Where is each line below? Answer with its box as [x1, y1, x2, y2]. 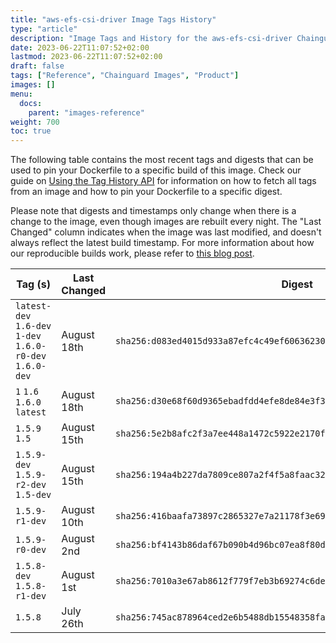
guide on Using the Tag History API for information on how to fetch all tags [10, 175, 317, 187]
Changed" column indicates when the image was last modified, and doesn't [10, 226, 322, 238]
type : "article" [10, 24, 78, 34]
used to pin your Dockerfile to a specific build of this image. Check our [10, 164, 302, 176]
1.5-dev [15, 489, 52, 501]
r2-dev [15, 479, 47, 491]
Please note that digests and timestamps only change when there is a [10, 205, 297, 217]
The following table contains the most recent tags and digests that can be [10, 154, 314, 166]
